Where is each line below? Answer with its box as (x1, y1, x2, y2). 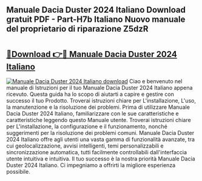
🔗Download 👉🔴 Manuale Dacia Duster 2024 (6, 49, 177, 60)
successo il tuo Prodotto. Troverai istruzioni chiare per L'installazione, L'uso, (6, 97, 196, 104)
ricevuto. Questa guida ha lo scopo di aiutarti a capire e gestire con (6, 90, 174, 98)
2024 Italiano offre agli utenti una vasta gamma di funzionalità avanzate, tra (6, 136, 195, 143)
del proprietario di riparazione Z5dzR (6, 24, 149, 34)
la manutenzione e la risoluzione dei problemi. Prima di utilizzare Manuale (6, 103, 190, 111)
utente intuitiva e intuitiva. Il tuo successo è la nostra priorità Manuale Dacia (6, 155, 195, 162)
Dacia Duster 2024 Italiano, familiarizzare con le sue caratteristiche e (6, 110, 179, 117)
